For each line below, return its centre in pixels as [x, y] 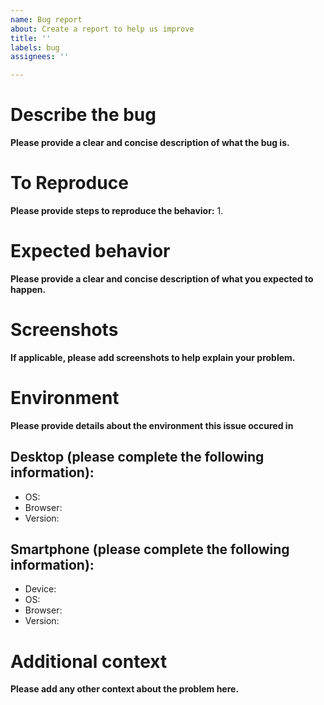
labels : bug [35, 47]
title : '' [31, 38]
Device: [40, 589]
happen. [28, 289]
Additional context [89, 661]
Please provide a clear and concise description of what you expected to [162, 278]
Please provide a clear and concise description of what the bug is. [150, 143]
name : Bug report [46, 19]
